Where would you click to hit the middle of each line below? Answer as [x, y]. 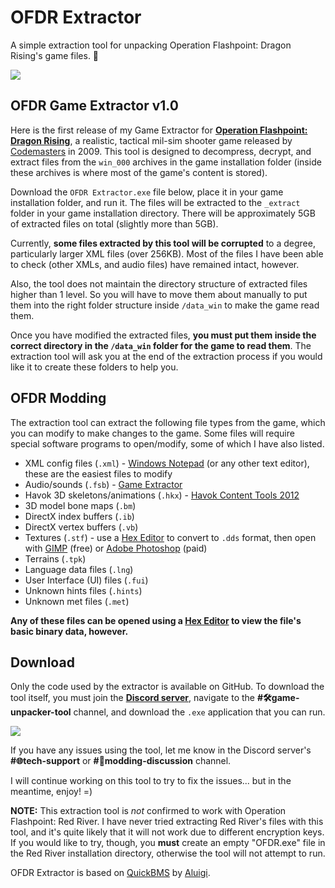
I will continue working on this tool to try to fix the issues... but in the [151, 781]
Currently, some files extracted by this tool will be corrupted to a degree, [163, 243]
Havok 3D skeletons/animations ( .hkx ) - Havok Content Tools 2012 [162, 495]
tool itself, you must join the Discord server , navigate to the [133, 698]
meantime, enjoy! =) [51, 792]
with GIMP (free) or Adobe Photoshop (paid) [116, 548]
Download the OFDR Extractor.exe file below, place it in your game [147, 192]
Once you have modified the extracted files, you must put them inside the [163, 335]
